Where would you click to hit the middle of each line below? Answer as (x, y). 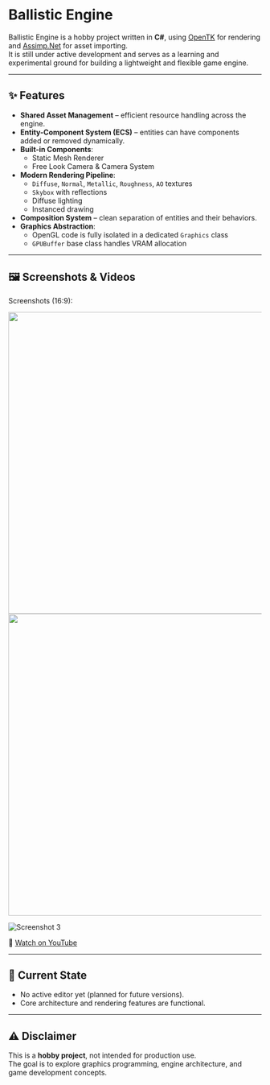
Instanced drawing (63, 209)
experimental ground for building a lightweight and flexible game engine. (129, 63)
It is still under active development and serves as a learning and (114, 54)
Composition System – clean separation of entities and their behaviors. (138, 217)
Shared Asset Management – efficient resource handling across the (133, 115)
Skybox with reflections (70, 192)
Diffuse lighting (57, 200)
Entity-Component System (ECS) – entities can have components (129, 132)
